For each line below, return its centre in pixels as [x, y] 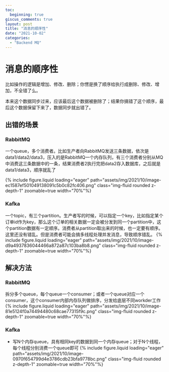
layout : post [19, 24]
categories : [18, 38]
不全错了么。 [27, 90]
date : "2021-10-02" [26, 33]
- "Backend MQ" [26, 43]
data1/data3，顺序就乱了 [31, 170]
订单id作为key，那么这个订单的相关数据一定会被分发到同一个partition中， [81, 222]
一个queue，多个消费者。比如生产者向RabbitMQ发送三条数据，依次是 [77, 151]
